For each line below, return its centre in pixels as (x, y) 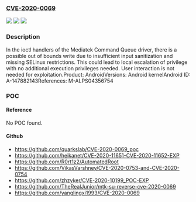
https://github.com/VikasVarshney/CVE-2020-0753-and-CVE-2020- (97, 167)
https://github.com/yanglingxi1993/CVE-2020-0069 (77, 193)
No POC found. (24, 123)
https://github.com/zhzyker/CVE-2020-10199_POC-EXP (82, 180)
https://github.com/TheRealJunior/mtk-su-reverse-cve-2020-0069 (95, 186)
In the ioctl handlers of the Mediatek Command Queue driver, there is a (92, 49)
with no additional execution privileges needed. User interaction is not (90, 68)
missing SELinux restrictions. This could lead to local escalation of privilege (97, 62)
